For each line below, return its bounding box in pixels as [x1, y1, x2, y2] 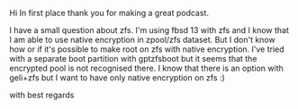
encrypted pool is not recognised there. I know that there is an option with [9, 63, 284, 73]
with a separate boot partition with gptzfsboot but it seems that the [9, 54, 257, 63]
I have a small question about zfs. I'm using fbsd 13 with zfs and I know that [9, 25, 290, 35]
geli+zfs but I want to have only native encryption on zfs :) [9, 72, 225, 83]
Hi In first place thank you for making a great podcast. [9, 8, 210, 18]
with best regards [9, 89, 75, 100]
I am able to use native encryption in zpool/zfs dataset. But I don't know [9, 35, 276, 45]
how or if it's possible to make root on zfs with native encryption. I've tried [9, 44, 285, 54]
